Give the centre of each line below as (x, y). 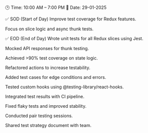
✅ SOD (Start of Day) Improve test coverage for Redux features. (71, 19)
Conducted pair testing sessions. (39, 116)
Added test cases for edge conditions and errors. (56, 77)
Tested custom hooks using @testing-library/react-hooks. (65, 87)
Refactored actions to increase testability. (48, 67)
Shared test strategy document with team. (48, 125)
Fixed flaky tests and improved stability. (46, 106)
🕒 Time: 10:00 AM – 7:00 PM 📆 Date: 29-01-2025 (56, 7)
